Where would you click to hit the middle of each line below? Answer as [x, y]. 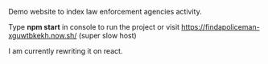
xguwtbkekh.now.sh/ [43, 36]
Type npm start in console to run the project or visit [94, 27]
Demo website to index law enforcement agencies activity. [105, 12]
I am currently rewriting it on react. [66, 51]
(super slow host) [107, 36]
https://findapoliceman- [220, 27]
